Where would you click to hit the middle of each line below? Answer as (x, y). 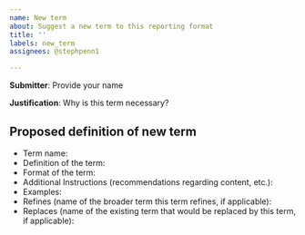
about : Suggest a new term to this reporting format (112, 26)
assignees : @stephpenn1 (55, 52)
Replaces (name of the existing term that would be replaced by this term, (159, 211)
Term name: (45, 153)
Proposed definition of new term (103, 131)
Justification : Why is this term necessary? (89, 103)
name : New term (38, 18)
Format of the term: (59, 172)
